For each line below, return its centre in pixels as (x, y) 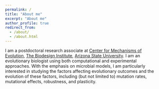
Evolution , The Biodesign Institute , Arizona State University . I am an (73, 55)
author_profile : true (27, 23)
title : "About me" (24, 14)
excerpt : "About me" (26, 18)
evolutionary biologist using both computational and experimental (71, 61)
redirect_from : (20, 28)
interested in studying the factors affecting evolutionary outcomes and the (80, 71)
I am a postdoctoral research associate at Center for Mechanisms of (73, 50)
